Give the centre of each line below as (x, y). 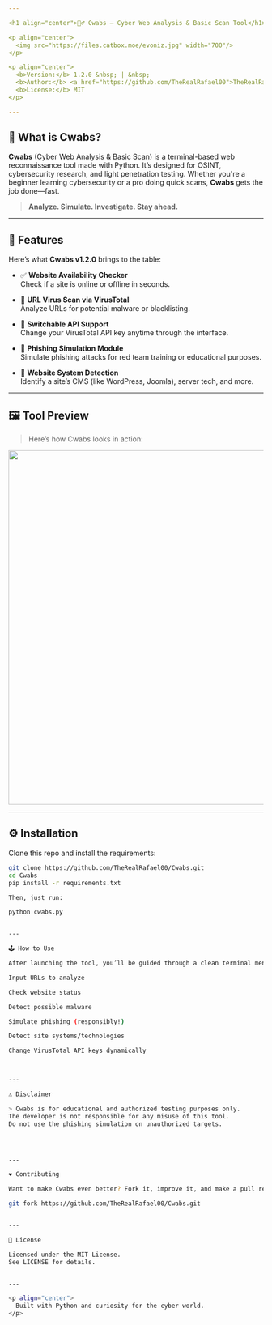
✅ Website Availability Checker (74, 275)
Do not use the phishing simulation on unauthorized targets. (115, 1124)
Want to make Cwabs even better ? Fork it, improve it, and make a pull (132, 1189)
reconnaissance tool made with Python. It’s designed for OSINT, (115, 165)
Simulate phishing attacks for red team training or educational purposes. (140, 357)
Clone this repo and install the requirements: (82, 853)
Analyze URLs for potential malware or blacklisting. (105, 309)
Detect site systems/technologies (67, 1036)
